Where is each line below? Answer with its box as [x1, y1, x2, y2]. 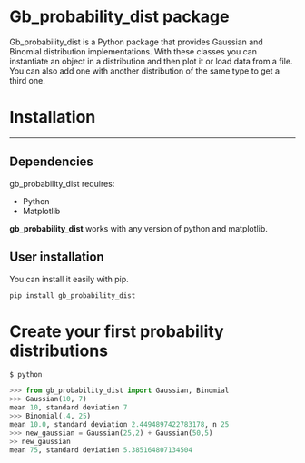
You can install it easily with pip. [9, 273, 129, 284]
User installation [9, 250, 104, 265]
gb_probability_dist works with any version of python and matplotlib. [9, 222, 268, 233]
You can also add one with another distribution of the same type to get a [9, 65, 280, 76]
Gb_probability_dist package [9, 6, 230, 27]
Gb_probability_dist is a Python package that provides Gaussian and [9, 36, 263, 47]
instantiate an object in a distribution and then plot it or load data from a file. [9, 55, 293, 66]
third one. [9, 74, 45, 85]
